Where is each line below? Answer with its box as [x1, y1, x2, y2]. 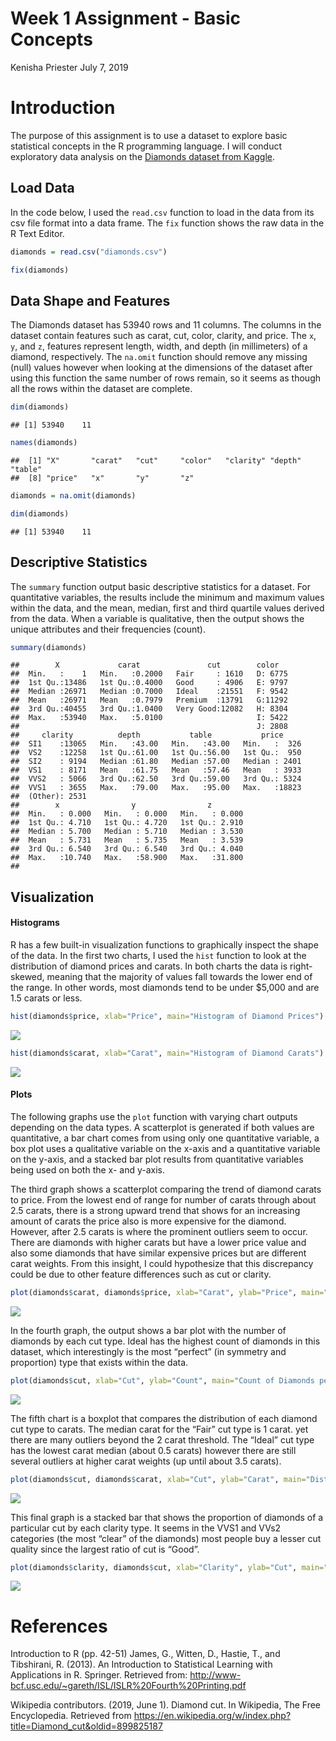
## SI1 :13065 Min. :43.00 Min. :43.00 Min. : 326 [10, 739, 302, 749]
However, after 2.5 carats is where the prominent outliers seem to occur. [10, 1225, 308, 1237]
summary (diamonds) [10, 642, 87, 652]
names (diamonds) [10, 438, 78, 448]
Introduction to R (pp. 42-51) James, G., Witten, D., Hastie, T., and [10, 1648, 281, 1660]
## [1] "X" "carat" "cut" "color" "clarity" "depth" [10, 456, 302, 466]
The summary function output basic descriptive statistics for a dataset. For [10, 580, 312, 592]
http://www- [189, 1669, 242, 1681]
